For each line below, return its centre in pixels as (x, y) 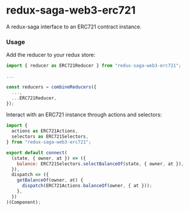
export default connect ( (37, 152)
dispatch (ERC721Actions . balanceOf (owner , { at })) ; (87, 186)
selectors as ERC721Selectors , (50, 137)
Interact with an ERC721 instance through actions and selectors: (84, 115)
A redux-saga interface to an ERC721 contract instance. (74, 27)
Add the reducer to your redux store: (51, 55)
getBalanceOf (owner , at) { (50, 180)
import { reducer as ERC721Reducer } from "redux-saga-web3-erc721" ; (94, 66)
